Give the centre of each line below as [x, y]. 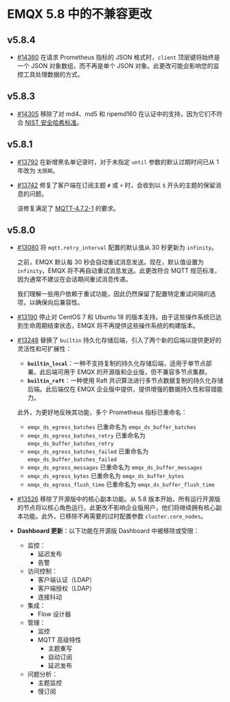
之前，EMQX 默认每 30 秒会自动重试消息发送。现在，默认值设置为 [110, 262]
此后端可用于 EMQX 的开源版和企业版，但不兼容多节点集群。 [125, 372]
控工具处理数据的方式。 [50, 74]
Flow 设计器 [54, 614]
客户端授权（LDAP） [67, 589]
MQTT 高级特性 [59, 640]
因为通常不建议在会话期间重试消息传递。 [74, 280]
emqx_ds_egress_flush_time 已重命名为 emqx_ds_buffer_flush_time [121, 484]
